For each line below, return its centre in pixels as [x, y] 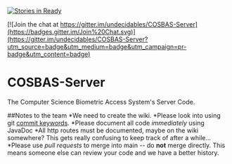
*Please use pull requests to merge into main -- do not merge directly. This [116, 145]
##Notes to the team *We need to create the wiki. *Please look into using [114, 115]
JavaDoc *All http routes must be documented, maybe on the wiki [103, 130]
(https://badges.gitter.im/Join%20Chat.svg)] [71, 32]
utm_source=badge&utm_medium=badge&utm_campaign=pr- [97, 47]
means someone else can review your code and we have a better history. [113, 152]
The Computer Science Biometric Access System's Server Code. [101, 102]
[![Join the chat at [33, 24]
